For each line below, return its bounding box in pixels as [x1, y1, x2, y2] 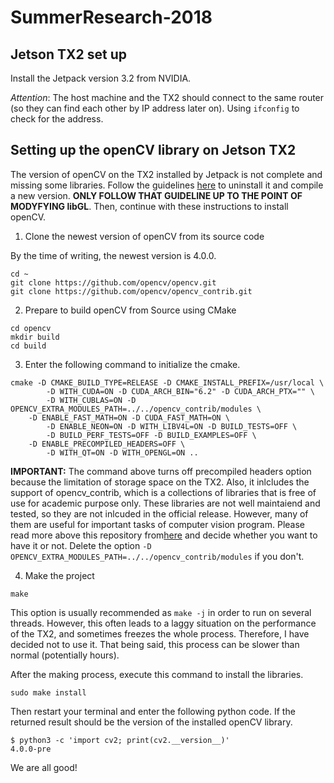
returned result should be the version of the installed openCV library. [10, 716, 293, 728]
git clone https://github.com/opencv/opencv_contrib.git [10, 286, 253, 296]
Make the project [24, 569, 95, 581]
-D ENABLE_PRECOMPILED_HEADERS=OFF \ [28, 439, 186, 449]
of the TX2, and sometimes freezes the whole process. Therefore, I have [10, 627, 310, 640]
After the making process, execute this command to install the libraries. [10, 668, 304, 680]
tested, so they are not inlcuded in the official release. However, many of [10, 507, 309, 520]
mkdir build [10, 332, 60, 342]
